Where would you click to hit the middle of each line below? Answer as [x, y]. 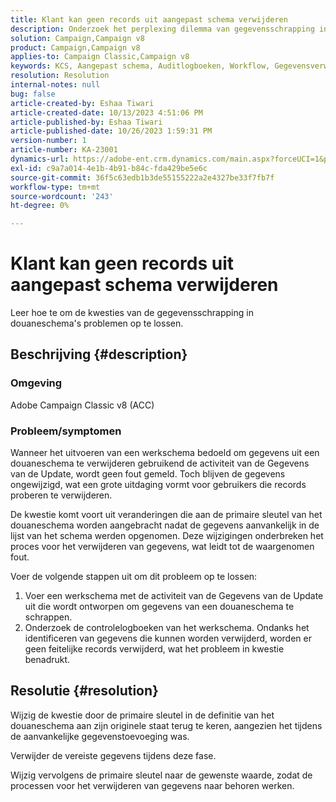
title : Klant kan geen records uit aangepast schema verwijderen [149, 19]
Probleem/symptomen [66, 431]
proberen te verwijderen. [61, 495]
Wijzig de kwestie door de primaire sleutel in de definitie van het [142, 715]
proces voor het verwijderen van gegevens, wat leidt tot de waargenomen [162, 547]
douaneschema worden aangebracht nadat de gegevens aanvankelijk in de [165, 525]
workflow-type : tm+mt [55, 187]
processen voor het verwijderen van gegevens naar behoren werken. [152, 785]
